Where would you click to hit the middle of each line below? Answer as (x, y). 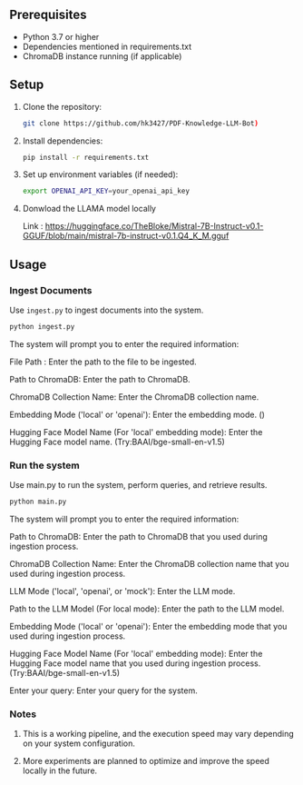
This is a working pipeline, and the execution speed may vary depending (158, 734)
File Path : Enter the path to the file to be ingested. (103, 362)
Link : (33, 226)
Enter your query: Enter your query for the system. (103, 691)
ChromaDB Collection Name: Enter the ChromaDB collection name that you (149, 563)
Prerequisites (48, 15)
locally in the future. (60, 770)
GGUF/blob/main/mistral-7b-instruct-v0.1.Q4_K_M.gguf (126, 236)
